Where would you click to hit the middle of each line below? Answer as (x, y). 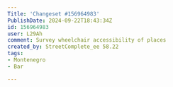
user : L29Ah (25, 34)
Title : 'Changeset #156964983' (54, 14)
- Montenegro (27, 60)
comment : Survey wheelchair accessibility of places (87, 40)
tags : (15, 54)
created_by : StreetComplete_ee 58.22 (63, 47)
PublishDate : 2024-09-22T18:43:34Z (60, 21)
